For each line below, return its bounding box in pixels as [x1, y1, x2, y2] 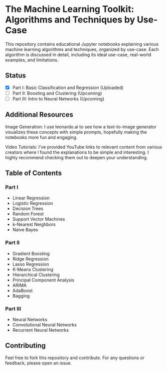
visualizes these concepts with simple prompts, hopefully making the [5, 129, 147, 135]
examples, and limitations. [5, 57, 59, 63]
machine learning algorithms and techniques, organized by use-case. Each [5, 46, 159, 52]
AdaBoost [12, 287, 33, 293]
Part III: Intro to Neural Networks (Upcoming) [12, 95, 105, 101]
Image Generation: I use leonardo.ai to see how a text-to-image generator [5, 123, 157, 130]
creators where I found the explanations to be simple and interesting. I [5, 149, 149, 155]
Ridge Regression [12, 256, 49, 262]
